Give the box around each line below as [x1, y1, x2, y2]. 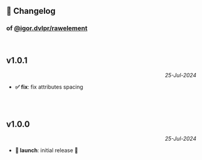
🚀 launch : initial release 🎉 [14, 147, 78, 154]
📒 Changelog [6, 6, 56, 16]
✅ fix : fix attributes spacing [14, 83, 83, 91]
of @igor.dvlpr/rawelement [6, 24, 87, 33]
